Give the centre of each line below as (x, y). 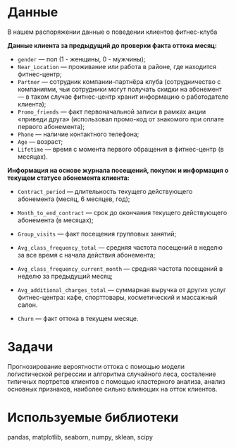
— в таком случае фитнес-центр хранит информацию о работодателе (123, 97)
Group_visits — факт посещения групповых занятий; (97, 234)
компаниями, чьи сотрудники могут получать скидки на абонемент (120, 89)
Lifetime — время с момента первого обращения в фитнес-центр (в (120, 149)
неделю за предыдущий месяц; (65, 276)
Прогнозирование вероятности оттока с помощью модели (96, 366)
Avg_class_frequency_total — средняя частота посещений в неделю (120, 247)
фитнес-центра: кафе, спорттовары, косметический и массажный (117, 297)
